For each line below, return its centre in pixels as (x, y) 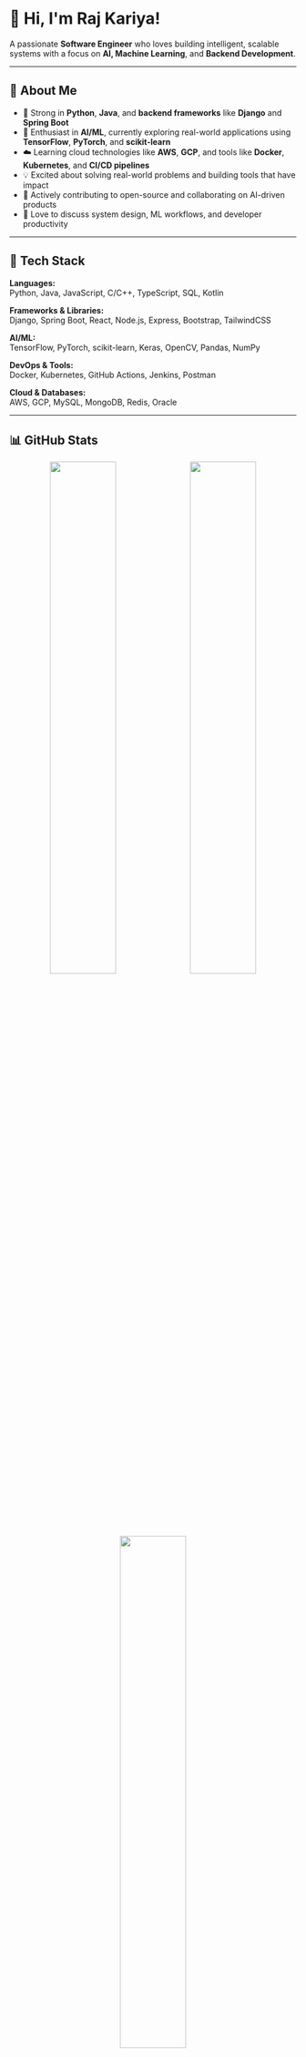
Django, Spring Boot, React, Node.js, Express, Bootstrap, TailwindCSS (140, 320)
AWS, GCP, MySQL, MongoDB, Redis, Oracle (93, 402)
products (40, 204)
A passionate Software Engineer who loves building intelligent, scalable (144, 44)
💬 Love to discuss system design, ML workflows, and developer (142, 214)
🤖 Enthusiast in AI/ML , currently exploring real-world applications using (157, 132)
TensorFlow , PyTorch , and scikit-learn (97, 141)
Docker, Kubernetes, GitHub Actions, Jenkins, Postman (113, 375)
